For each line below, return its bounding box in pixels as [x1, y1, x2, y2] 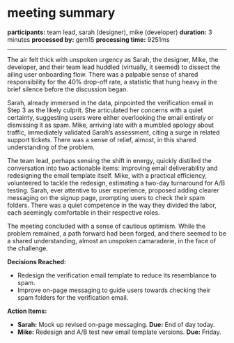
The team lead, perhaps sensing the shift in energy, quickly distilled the [7, 156, 212, 165]
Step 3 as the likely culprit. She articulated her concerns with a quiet [7, 106, 203, 114]
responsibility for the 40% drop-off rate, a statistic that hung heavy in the [7, 77, 217, 86]
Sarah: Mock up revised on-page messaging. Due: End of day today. [17, 320, 215, 328]
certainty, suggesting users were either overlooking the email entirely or [7, 113, 214, 121]
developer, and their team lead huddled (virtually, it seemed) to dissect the [7, 63, 221, 71]
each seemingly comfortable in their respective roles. [7, 208, 160, 217]
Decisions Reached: [7, 257, 66, 266]
